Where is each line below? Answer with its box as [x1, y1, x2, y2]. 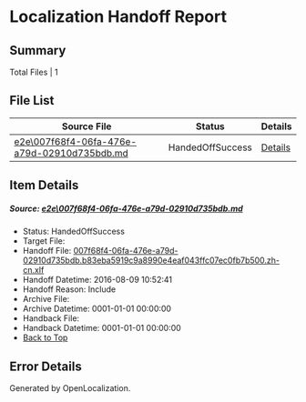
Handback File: [22, 313, 80, 324]
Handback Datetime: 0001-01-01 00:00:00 [22, 323, 182, 334]
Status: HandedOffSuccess [22, 226, 126, 237]
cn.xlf [22, 265, 45, 276]
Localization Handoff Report [9, 6, 228, 27]
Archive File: [22, 294, 70, 305]
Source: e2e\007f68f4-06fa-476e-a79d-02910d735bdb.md [9, 203, 243, 214]
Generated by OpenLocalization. [9, 382, 131, 393]
